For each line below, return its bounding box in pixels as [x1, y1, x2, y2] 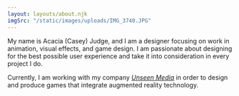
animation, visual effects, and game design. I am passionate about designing [7, 44, 233, 53]
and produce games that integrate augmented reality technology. [7, 80, 198, 89]
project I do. [7, 59, 43, 68]
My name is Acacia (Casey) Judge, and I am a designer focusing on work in [7, 36, 230, 45]
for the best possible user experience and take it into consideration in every [7, 51, 230, 60]
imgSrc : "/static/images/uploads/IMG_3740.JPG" [7, 17, 152, 24]
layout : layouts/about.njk [7, 10, 88, 18]
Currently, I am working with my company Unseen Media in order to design [7, 73, 228, 82]
